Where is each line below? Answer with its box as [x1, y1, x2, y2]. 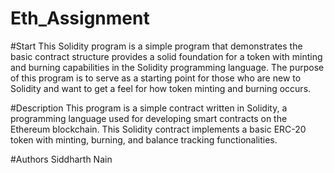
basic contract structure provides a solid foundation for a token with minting [10, 50, 323, 62]
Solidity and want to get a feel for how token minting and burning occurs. [10, 82, 312, 94]
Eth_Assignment [10, 7, 150, 30]
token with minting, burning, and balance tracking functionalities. [10, 133, 278, 146]
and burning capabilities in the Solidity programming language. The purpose [10, 61, 325, 73]
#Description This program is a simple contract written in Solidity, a [10, 102, 288, 114]
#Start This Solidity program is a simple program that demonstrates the [10, 40, 303, 52]
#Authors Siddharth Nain [10, 153, 113, 165]
